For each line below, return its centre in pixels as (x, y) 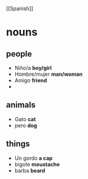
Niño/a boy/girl (33, 68)
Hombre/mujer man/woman (48, 74)
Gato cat (25, 119)
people (19, 54)
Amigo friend (31, 80)
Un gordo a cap (33, 158)
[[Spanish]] (20, 9)
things (18, 144)
